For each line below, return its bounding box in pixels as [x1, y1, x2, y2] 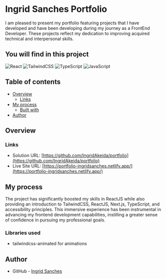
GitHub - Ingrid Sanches [12, 268, 62, 274]
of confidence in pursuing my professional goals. [5, 217, 106, 223]
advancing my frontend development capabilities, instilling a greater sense [5, 212, 158, 218]
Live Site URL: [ [12, 163, 44, 169]
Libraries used [5, 229, 41, 236]
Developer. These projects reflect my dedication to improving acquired [5, 30, 150, 36]
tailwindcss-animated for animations [12, 241, 87, 247]
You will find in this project [5, 50, 89, 59]
